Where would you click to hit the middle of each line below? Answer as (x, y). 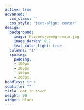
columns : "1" (23, 50)
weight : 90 (16, 95)
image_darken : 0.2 (32, 41)
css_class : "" (24, 18)
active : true (18, 9)
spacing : (18, 55)
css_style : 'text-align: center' (43, 23)
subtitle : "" (18, 86)
